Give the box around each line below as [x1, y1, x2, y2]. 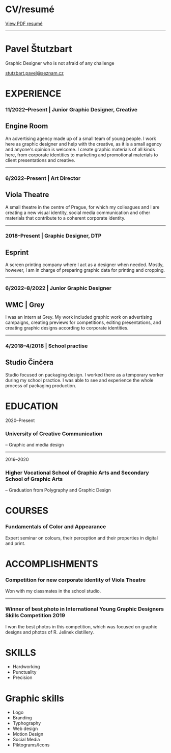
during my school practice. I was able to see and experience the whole [5, 377, 154, 383]
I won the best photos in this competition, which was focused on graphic [5, 623, 158, 629]
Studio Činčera [5, 358, 53, 367]
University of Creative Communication [5, 430, 103, 437]
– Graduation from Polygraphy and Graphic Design [5, 487, 111, 493]
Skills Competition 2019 [5, 612, 65, 619]
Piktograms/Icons [12, 742, 50, 748]
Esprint [5, 248, 29, 256]
